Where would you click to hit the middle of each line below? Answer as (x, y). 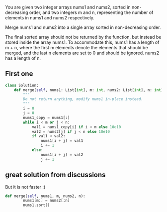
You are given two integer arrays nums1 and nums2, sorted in (68, 7)
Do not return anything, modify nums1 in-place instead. (83, 99)
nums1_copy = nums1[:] (46, 117)
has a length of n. (23, 58)
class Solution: (22, 85)
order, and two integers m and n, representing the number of (91, 12)
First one (19, 74)
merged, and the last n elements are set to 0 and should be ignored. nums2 (82, 53)
